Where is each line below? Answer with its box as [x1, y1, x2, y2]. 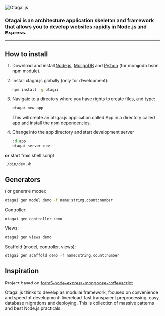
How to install [5, 50, 48, 58]
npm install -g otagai [12, 87, 59, 92]
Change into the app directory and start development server [12, 129, 134, 135]
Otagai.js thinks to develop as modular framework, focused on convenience [5, 289, 158, 295]
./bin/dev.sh [5, 161, 32, 167]
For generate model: [5, 189, 46, 194]
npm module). [12, 68, 41, 74]
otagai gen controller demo [5, 217, 63, 221]
